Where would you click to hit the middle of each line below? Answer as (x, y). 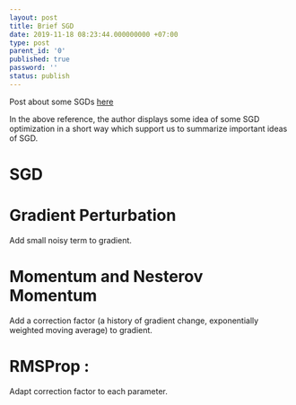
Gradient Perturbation (93, 216)
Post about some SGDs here (61, 101)
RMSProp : (49, 366)
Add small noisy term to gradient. (71, 240)
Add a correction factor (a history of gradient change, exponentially (134, 321)
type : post (30, 43)
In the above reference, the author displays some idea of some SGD (135, 119)
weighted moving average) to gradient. (81, 330)
